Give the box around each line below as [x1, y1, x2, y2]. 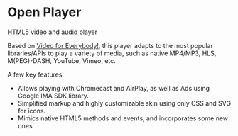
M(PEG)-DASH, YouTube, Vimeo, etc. [7, 56, 116, 64]
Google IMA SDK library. [17, 91, 89, 100]
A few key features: [7, 70, 65, 79]
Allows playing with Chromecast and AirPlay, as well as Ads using [17, 84, 210, 92]
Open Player [7, 4, 82, 21]
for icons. [17, 106, 46, 115]
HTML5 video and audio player [7, 28, 98, 36]
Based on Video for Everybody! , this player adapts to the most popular [7, 41, 213, 50]
